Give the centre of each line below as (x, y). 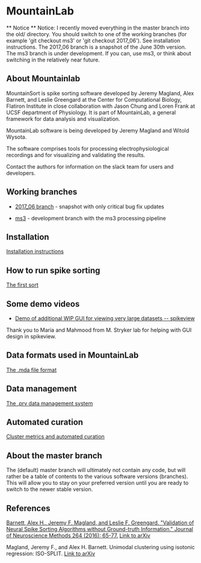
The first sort (23, 285)
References (28, 508)
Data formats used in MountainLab (73, 356)
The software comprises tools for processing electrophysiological (88, 148)
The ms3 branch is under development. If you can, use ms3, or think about (99, 53)
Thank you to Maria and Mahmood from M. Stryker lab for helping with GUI (99, 330)
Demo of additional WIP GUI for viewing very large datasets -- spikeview (105, 318)
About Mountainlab (43, 79)
